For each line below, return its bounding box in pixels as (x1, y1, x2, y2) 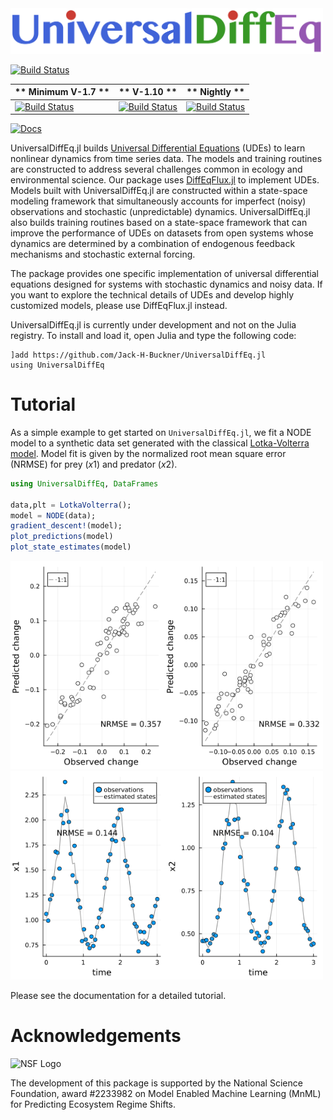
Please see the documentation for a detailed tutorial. (10, 989, 227, 1001)
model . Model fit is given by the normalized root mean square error (10, 447, 287, 459)
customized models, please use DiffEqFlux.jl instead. (10, 300, 228, 311)
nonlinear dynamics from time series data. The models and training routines (10, 153, 323, 164)
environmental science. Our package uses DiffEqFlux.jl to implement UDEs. (10, 174, 320, 186)
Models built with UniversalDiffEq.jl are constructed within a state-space (10, 185, 308, 196)
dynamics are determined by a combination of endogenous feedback (10, 238, 296, 249)
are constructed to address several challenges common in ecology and (10, 163, 303, 175)
